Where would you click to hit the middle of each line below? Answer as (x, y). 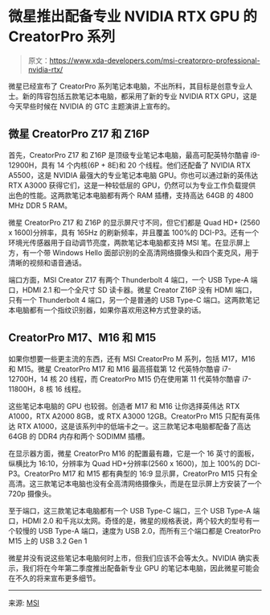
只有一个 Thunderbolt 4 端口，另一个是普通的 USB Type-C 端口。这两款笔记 (134, 299)
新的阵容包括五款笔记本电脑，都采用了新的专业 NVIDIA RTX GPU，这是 (139, 96)
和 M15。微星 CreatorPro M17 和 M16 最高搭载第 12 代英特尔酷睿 (115, 369)
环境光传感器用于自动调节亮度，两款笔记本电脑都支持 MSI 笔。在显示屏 (126, 242)
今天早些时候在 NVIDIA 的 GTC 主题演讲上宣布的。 (92, 106)
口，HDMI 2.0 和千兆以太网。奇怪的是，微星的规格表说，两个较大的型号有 (131, 521)
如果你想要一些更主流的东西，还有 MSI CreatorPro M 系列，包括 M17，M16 (132, 358)
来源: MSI (24, 603)
